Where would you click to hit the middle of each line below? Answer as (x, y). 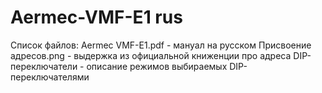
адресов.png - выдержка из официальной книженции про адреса (151, 55)
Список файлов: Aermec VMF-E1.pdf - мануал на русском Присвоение (161, 45)
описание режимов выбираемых (157, 66)
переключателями (50, 77)
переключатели (44, 66)
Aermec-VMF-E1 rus (96, 17)
